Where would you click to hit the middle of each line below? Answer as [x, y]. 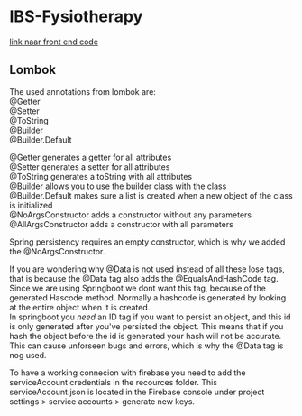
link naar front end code [54, 42]
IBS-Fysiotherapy [76, 17]
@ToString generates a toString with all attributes [101, 176]
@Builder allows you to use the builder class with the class [118, 186]
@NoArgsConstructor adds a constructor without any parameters [131, 215]
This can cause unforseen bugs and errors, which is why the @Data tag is [146, 346]
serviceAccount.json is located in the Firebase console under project [137, 392]
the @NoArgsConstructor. [57, 251]
